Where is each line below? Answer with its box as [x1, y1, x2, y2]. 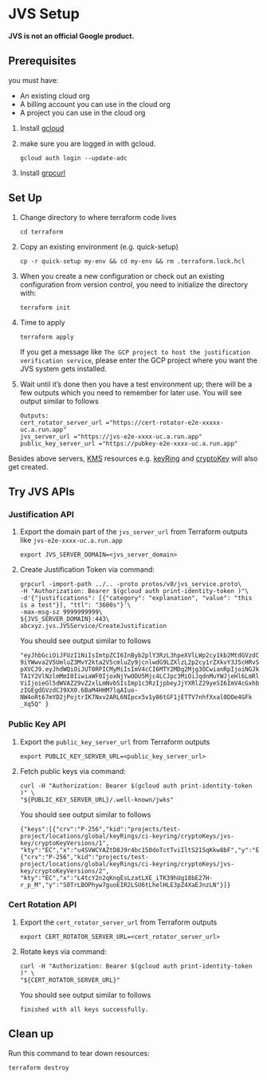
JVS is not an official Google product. [8, 31, 135, 41]
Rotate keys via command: [19, 946, 108, 956]
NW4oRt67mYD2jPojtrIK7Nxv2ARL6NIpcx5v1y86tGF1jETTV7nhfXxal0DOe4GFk [19, 693, 253, 701]
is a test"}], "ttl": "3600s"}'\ [19, 601, 132, 610]
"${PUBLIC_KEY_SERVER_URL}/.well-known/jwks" [19, 795, 174, 803]
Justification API [8, 509, 74, 520]
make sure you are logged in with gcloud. [19, 139, 156, 148]
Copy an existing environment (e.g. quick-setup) [19, 242, 179, 251]
